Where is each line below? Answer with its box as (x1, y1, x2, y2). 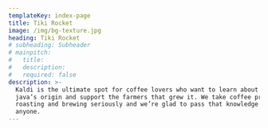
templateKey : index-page (8, 11, 91, 20)
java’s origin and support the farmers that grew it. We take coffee (15, 93, 251, 101)
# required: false (8, 71, 77, 79)
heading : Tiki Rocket (8, 33, 81, 42)
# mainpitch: (8, 48, 52, 56)
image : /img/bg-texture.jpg (8, 26, 102, 34)
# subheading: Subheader (8, 41, 91, 49)
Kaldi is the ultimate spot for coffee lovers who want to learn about (15, 85, 259, 94)
